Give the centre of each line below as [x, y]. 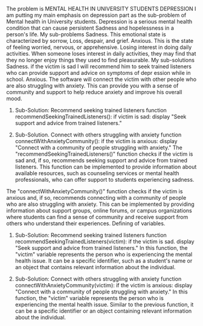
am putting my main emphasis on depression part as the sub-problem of [96, 15]
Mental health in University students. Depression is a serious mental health [99, 21]
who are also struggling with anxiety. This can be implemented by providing [100, 204]
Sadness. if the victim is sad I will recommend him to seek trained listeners [99, 66]
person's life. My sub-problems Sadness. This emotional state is [86, 34]
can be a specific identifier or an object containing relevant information [103, 311]
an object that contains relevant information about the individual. [95, 267]
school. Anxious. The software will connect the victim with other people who [101, 79]
